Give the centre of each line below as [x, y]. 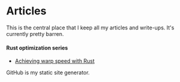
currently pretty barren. [35, 34]
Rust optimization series [37, 48]
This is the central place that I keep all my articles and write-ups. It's [90, 28]
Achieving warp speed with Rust [55, 61]
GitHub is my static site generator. [48, 72]
